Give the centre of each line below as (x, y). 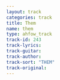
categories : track (29, 17)
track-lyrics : (24, 46)
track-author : (24, 57)
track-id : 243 (24, 40)
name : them (20, 29)
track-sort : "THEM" (31, 62)
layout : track (24, 12)
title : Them (21, 23)
